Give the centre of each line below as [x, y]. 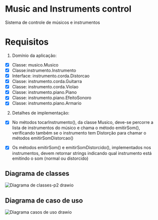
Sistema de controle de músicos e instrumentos [53, 22]
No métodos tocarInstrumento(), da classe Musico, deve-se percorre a [83, 122]
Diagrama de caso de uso [44, 200]
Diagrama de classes [37, 173]
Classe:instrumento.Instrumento [44, 70]
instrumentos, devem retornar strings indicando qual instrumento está [82, 153]
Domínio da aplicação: [34, 55]
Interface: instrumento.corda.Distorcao [51, 76]
